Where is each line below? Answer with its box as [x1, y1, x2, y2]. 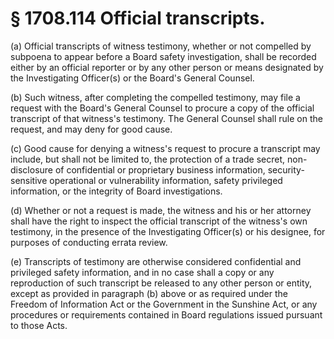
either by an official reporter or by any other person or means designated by [10, 61, 324, 73]
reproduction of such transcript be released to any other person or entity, [10, 277, 313, 289]
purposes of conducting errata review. [10, 236, 168, 248]
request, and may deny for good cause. [10, 123, 173, 135]
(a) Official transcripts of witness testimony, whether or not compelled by [10, 40, 312, 52]
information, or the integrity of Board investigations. [10, 185, 223, 197]
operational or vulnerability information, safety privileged [49, 174, 283, 186]
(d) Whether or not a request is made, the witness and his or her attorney [10, 204, 312, 216]
